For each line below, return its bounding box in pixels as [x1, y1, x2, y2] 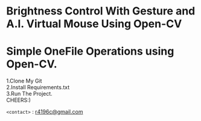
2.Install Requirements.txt [6, 84, 70, 91]
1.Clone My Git [6, 77, 42, 85]
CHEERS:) [6, 96, 31, 104]
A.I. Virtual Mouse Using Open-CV [6, 17, 182, 31]
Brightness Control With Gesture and [6, 4, 196, 18]
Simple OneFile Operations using [6, 45, 174, 58]
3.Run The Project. [6, 90, 53, 98]
